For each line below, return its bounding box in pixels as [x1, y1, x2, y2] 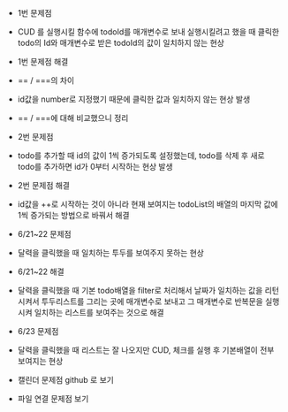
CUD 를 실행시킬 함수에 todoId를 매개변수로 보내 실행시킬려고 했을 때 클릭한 [17, 27, 280, 37]
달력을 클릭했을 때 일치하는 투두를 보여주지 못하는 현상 [17, 248, 205, 258]
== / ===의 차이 [17, 75, 75, 86]
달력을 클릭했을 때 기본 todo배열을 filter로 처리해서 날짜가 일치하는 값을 [17, 286, 263, 295]
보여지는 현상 [17, 356, 64, 366]
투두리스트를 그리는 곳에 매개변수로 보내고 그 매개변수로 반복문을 [41, 296, 263, 307]
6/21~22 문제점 [17, 229, 72, 239]
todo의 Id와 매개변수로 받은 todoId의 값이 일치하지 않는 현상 [17, 38, 225, 48]
